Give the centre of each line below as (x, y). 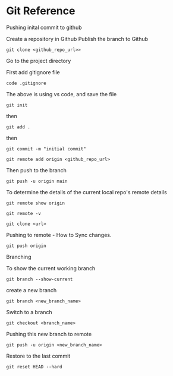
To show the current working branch (51, 268)
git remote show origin (36, 203)
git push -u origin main (37, 181)
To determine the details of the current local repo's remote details (87, 192)
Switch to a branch (29, 312)
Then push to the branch (37, 170)
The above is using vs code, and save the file (62, 94)
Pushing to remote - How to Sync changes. (59, 235)
